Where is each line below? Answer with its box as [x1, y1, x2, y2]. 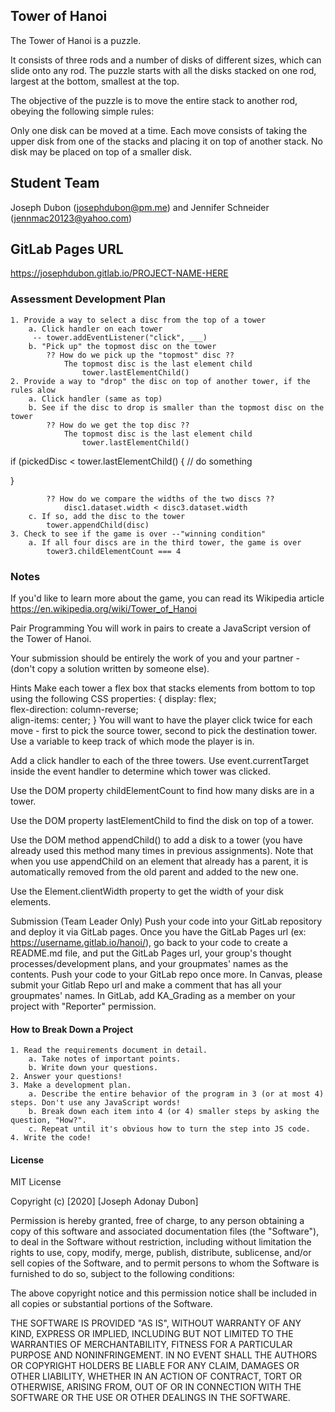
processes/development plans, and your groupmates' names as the [10, 958, 289, 970]
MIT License [10, 1176, 62, 1188]
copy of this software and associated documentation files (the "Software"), [10, 1225, 320, 1238]
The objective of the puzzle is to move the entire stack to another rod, [10, 94, 298, 106]
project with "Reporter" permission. [10, 1000, 157, 1013]
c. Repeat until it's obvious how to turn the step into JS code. [28, 1124, 311, 1134]
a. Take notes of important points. [28, 1054, 182, 1064]
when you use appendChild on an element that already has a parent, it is [10, 855, 309, 868]
